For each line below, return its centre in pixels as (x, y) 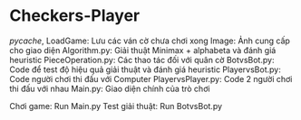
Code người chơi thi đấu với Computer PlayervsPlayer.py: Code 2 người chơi (151, 78)
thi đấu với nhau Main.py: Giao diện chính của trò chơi (110, 88)
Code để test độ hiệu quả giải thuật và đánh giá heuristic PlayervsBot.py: (145, 69)
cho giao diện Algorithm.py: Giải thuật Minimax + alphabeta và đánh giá (143, 50)
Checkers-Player (75, 16)
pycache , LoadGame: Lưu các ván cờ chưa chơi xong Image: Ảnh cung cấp (150, 41)
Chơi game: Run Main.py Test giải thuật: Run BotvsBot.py (116, 106)
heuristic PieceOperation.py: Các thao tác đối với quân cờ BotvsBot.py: (142, 60)
